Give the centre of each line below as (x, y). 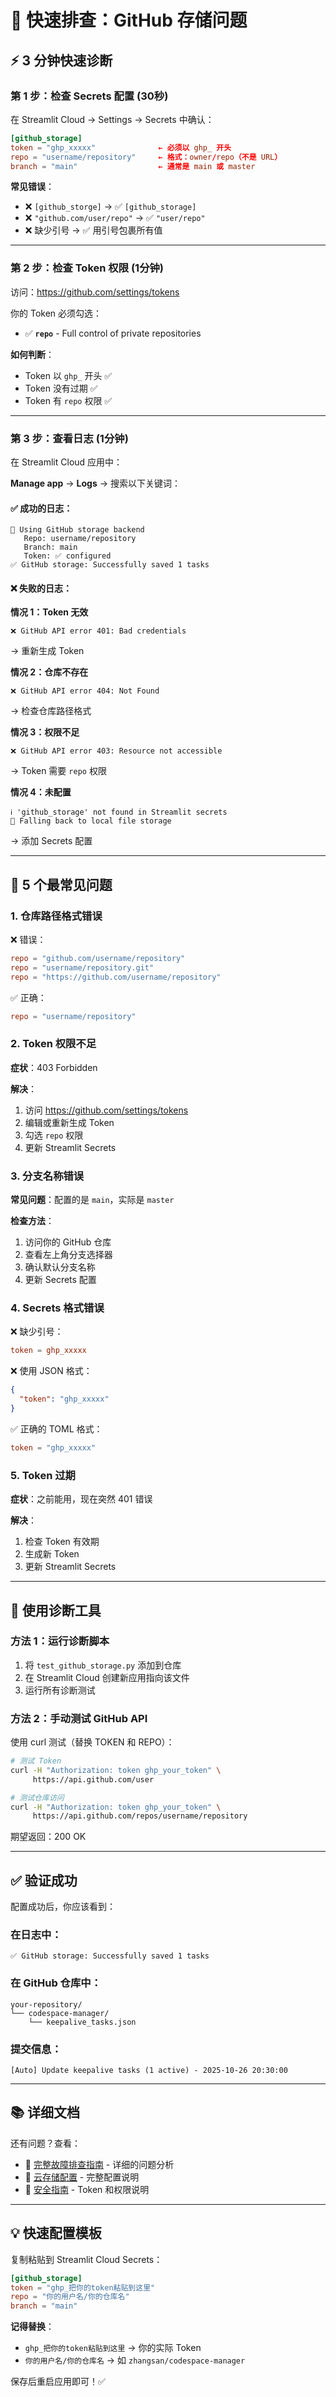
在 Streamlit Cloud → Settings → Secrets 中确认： (112, 119)
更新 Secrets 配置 (60, 1280)
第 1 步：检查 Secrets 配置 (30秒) (89, 96)
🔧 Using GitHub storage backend (77, 530)
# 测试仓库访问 (37, 1797)
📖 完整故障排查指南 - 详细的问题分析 (99, 2164)
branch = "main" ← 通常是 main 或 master (133, 166)
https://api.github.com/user (93, 1779)
